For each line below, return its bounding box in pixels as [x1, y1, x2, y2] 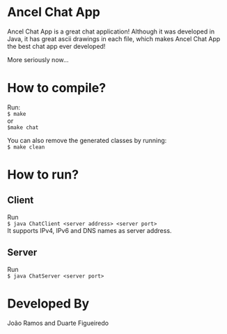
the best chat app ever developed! [7, 42, 106, 50]
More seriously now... [7, 55, 69, 63]
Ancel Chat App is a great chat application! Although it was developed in [7, 27, 214, 36]
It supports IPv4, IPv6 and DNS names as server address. [7, 226, 172, 234]
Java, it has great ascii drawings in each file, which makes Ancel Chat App [7, 34, 221, 43]
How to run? [7, 167, 79, 183]
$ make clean [7, 144, 45, 151]
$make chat [7, 123, 39, 131]
